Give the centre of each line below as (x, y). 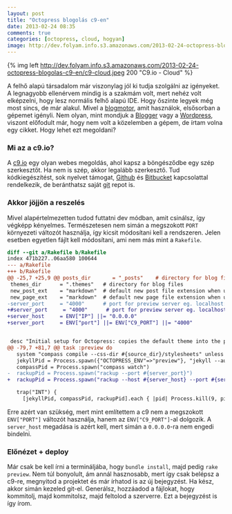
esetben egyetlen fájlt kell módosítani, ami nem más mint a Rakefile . (105, 239)
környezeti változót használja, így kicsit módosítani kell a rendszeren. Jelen (114, 233)
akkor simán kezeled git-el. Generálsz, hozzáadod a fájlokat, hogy (101, 489)
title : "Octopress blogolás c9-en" (58, 20)
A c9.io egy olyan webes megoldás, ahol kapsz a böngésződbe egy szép (111, 163)
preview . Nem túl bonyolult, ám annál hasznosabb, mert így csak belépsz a (113, 474)
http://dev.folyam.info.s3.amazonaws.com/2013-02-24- (119, 65)
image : (17, 46)
